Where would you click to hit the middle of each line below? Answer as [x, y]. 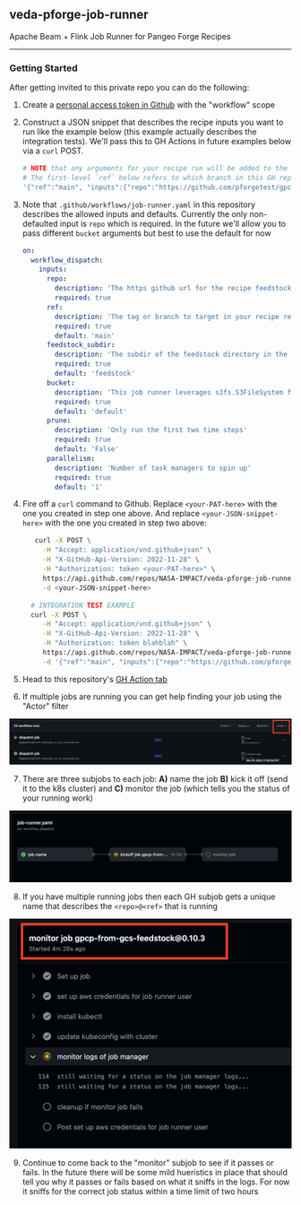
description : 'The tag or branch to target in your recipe [167, 316]
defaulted [40, 223]
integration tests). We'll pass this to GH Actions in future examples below [157, 142]
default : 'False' [87, 449]
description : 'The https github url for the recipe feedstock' [175, 289]
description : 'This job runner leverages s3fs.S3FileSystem [169, 392]
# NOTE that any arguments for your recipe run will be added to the [155, 169]
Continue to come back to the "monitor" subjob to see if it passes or [148, 1162]
